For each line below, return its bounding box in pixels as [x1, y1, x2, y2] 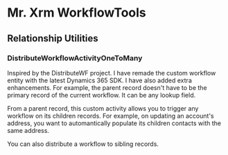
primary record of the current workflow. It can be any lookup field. [7, 91, 196, 99]
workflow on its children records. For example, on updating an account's [7, 111, 214, 120]
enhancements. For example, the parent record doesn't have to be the [7, 83, 207, 91]
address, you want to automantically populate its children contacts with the [7, 119, 222, 127]
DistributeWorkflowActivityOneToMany [7, 53, 143, 63]
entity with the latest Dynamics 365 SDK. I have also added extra [7, 76, 193, 84]
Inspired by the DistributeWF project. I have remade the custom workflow [7, 69, 216, 77]
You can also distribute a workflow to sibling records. [7, 140, 159, 148]
